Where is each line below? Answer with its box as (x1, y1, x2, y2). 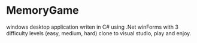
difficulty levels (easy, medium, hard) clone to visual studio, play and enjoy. (6, 29, 192, 36)
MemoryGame (6, 4, 79, 17)
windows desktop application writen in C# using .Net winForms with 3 (6, 23, 178, 30)
